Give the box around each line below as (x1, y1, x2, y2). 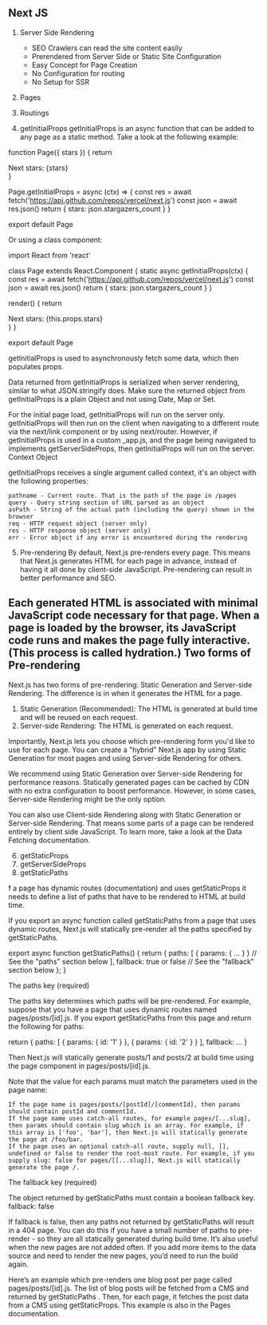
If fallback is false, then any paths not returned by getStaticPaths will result (8, 1216, 255, 1226)
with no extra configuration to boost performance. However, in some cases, (8, 786, 257, 795)
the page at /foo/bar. (8, 1135, 84, 1144)
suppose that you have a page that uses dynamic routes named (8, 1005, 218, 1014)
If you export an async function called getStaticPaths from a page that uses (8, 915, 257, 925)
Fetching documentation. (8, 835, 90, 845)
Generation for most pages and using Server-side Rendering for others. (8, 753, 243, 762)
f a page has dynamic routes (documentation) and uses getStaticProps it (8, 883, 247, 893)
